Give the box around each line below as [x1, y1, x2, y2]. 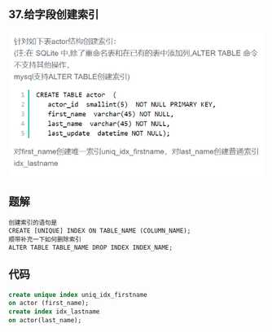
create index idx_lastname [8, 308, 100, 316]
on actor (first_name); [8, 299, 90, 308]
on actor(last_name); [8, 317, 82, 325]
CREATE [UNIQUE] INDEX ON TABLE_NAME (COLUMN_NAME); [8, 226, 191, 234]
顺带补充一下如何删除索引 [8, 235, 81, 243]
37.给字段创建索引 [8, 7, 99, 22]
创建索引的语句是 [8, 218, 58, 226]
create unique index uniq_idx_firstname [8, 290, 148, 299]
